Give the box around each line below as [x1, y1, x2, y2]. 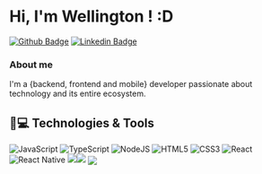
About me [9, 58, 54, 71]
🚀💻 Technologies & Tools [9, 115, 155, 131]
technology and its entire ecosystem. [9, 88, 146, 100]
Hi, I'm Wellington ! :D [9, 6, 174, 27]
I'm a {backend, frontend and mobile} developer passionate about [9, 79, 253, 90]
